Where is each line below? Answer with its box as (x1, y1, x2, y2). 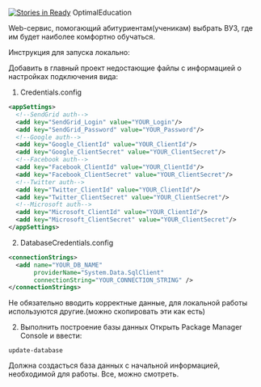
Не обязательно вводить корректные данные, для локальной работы (8, 298, 248, 308)
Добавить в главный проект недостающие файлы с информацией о (8, 63, 242, 73)
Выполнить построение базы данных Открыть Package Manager (19, 322, 242, 332)
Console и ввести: (19, 331, 82, 341)
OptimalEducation (72, 8, 132, 17)
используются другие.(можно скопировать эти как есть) (8, 307, 206, 317)
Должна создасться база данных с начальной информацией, (8, 360, 221, 371)
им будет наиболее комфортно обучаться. (8, 32, 156, 41)
